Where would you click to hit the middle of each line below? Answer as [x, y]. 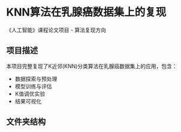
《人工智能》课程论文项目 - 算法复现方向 [56, 30]
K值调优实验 [30, 94]
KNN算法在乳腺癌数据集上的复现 [86, 12]
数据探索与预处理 [36, 79]
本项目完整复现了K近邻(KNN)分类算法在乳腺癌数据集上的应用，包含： [92, 66]
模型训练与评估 [33, 86]
